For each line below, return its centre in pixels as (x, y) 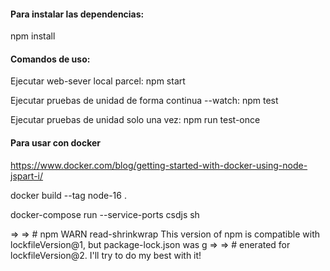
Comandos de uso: (50, 59)
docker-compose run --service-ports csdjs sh (105, 214)
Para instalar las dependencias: (77, 14)
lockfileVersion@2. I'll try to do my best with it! (106, 255)
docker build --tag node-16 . (68, 195)
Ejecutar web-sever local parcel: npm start (98, 81)
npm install (33, 36)
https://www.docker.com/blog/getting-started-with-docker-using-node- (159, 165)
